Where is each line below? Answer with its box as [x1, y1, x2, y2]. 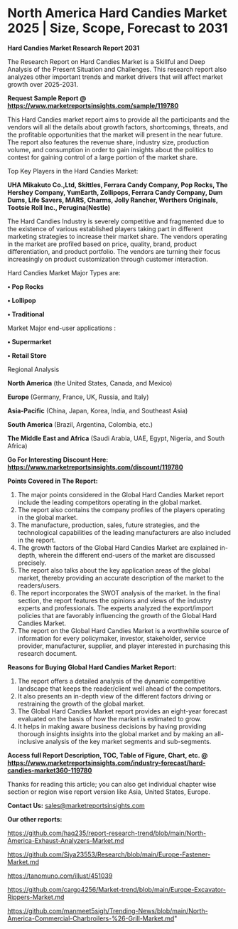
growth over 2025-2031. [7, 80, 79, 88]
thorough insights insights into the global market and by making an [17, 729, 213, 738]
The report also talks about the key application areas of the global [17, 566, 211, 574]
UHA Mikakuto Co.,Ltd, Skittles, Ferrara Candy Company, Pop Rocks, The [7, 180, 228, 189]
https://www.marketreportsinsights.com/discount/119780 [7, 462, 183, 471]
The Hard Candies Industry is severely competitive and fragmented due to [7, 217, 225, 225]
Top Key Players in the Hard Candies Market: [7, 166, 139, 175]
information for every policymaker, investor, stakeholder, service [17, 634, 206, 642]
